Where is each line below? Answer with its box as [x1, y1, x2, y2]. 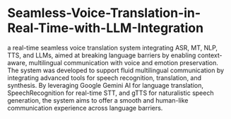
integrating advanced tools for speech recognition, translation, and [7, 73, 202, 82]
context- [197, 51, 223, 59]
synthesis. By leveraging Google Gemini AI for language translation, [7, 81, 203, 89]
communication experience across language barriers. [7, 103, 163, 112]
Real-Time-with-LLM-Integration [7, 20, 203, 36]
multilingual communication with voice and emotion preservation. [28, 58, 219, 67]
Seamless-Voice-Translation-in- [7, 5, 201, 21]
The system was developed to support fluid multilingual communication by [7, 66, 225, 74]
